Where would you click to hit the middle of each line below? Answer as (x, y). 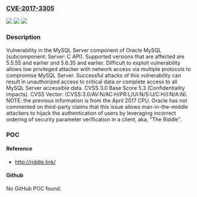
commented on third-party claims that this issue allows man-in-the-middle (97, 106)
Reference (19, 148)
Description (23, 37)
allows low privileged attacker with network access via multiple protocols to (99, 69)
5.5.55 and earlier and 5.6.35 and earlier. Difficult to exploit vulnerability (93, 63)
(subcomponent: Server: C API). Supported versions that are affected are (96, 56)
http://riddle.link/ (35, 162)
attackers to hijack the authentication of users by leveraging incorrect (91, 113)
